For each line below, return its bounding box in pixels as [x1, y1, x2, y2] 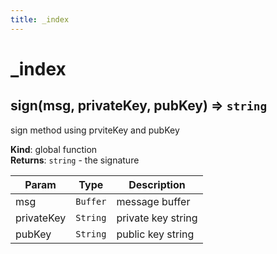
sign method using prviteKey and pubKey [10, 124, 180, 136]
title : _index [10, 14, 70, 25]
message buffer [116, 194, 191, 208]
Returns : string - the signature [10, 154, 140, 166]
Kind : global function [10, 143, 98, 155]
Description [128, 177, 186, 191]
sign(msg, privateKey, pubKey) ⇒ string [10, 97, 268, 115]
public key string [116, 227, 195, 241]
